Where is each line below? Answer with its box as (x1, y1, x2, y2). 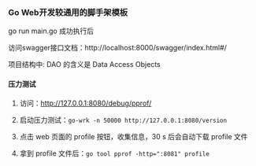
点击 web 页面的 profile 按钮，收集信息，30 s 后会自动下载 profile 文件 (19, 131, 248, 141)
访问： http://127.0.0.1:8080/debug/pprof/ (19, 98, 152, 108)
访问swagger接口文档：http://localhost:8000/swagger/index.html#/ (8, 43, 227, 53)
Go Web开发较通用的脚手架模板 (8, 6, 128, 17)
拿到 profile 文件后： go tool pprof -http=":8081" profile (19, 148, 210, 158)
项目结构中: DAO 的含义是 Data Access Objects (8, 60, 161, 69)
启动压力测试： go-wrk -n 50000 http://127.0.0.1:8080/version (19, 115, 227, 124)
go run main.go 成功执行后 (8, 26, 95, 36)
